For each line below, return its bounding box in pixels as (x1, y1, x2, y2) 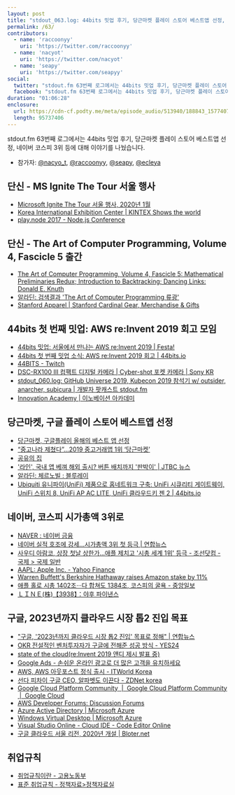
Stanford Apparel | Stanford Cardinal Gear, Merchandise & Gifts (17, 301, 200, 309)
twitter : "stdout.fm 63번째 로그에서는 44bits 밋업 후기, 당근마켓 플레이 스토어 (13, 82, 227, 89)
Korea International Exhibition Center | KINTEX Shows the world (17, 208, 201, 217)
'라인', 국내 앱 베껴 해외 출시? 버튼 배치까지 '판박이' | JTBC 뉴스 (17, 463, 191, 471)
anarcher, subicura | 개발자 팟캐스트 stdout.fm (17, 386, 148, 394)
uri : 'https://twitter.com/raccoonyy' (20, 43, 133, 50)
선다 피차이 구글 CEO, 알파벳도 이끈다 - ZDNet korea (17, 676, 162, 684)
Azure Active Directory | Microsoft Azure (17, 706, 135, 715)
